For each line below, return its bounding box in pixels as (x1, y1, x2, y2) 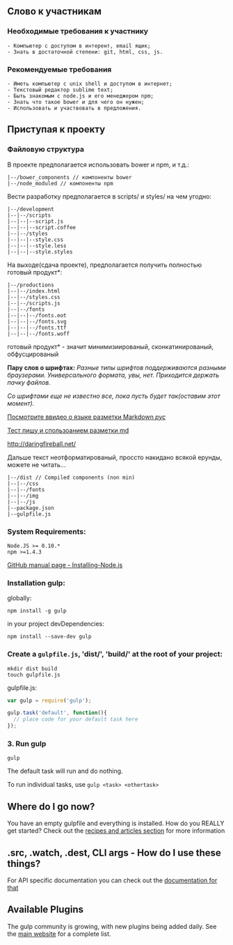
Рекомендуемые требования (7, 64, 112, 74)
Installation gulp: (7, 578, 66, 587)
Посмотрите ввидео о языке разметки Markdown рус (7, 413, 166, 421)
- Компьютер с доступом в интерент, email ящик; (7, 42, 151, 49)
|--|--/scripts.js (7, 300, 61, 307)
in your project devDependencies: (7, 620, 104, 628)
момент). (7, 399, 35, 407)
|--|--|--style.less (7, 242, 67, 249)
